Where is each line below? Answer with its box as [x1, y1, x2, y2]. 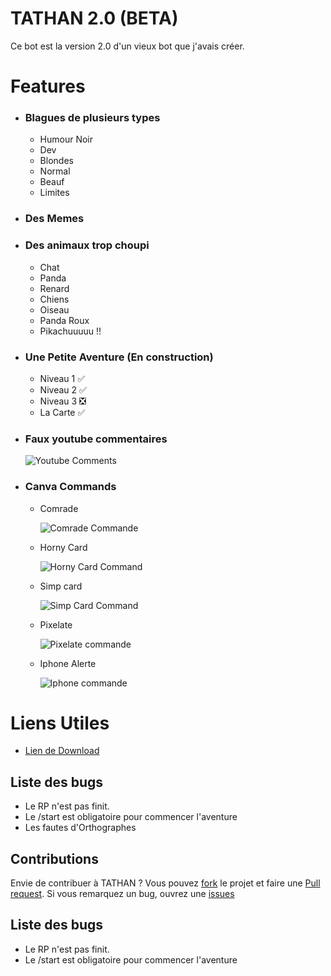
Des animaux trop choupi [24, 238, 150, 252]
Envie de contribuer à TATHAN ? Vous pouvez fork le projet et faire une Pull [10, 877, 321, 889]
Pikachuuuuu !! [39, 325, 102, 337]
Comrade [39, 502, 79, 514]
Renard [39, 282, 70, 294]
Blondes [39, 155, 74, 167]
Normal [39, 165, 71, 177]
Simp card [39, 580, 83, 592]
